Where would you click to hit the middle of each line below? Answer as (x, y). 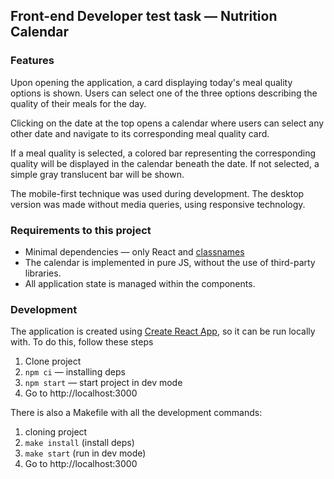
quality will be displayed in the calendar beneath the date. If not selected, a (165, 163)
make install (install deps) (79, 443)
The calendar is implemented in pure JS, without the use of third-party (170, 262)
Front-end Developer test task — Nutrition (144, 16)
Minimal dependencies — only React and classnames (134, 251)
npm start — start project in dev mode (103, 383)
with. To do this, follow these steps (82, 342)
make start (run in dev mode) (85, 453)
